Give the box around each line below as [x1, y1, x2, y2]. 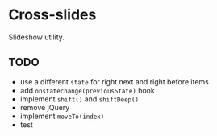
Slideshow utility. [8, 32, 65, 42]
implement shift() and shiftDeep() [19, 94, 140, 104]
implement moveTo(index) [19, 111, 105, 121]
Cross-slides [8, 6, 97, 24]
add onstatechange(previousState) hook [19, 85, 155, 95]
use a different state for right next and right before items [19, 76, 210, 86]
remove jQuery [19, 102, 70, 112]
